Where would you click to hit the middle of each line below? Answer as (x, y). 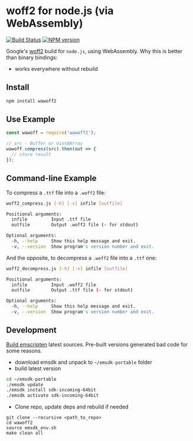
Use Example (31, 119)
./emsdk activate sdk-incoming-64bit (53, 396)
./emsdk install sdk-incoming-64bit (51, 390)
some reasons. (24, 351)
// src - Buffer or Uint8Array (45, 144)
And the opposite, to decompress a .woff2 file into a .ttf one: (81, 258)
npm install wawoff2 (32, 101)
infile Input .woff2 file (54, 285)
